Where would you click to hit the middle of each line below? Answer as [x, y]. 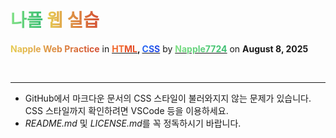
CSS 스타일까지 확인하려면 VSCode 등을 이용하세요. [126, 110]
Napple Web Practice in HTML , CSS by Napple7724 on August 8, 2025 [159, 48]
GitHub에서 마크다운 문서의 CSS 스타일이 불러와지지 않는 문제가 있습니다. [168, 98]
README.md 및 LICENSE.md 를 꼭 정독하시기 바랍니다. [133, 123]
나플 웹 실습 [55, 20]
